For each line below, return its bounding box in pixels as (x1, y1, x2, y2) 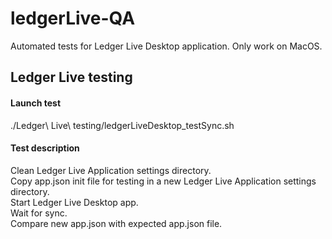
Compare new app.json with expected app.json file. (10, 217, 223, 229)
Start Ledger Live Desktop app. (10, 196, 139, 208)
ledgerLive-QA (10, 7, 136, 30)
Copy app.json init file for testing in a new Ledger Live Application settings (10, 175, 317, 187)
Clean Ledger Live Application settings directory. (10, 164, 212, 176)
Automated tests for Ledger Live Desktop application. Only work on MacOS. (10, 40, 323, 52)
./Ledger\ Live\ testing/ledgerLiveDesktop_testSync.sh (10, 119, 235, 131)
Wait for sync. (10, 207, 68, 219)
